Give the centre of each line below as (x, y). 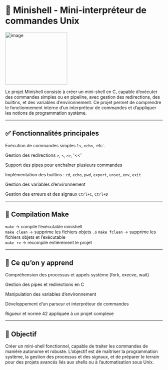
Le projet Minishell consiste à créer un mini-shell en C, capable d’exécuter (81, 92)
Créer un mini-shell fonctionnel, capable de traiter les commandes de (77, 346)
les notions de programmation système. (46, 113)
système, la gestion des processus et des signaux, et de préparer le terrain (82, 357)
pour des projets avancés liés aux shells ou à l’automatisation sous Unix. (79, 362)
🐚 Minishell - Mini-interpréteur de (76, 10)
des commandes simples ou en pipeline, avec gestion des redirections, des (83, 97)
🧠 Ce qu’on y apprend (39, 263)
